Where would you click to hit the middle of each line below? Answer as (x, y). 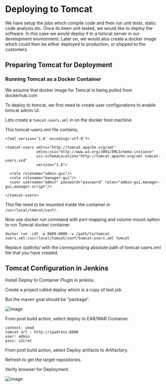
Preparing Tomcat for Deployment (59, 65)
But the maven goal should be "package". (48, 299)
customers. (17, 49)
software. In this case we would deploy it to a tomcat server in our (73, 33)
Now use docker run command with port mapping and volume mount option (83, 219)
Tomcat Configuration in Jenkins (57, 268)
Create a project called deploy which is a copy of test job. (64, 290)
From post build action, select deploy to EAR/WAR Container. (67, 319)
